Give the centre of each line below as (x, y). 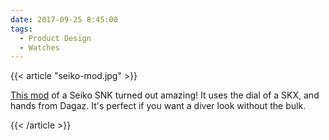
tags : (21, 29)
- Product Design (55, 38)
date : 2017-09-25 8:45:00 (64, 19)
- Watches (39, 47)
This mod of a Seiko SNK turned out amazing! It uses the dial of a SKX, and (165, 95)
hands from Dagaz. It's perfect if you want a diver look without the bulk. (158, 106)
